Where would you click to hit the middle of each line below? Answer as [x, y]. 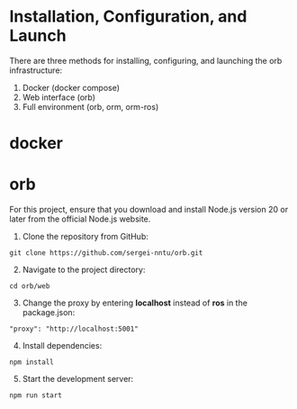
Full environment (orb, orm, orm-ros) [90, 106]
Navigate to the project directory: [84, 270]
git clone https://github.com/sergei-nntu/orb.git [106, 253]
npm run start [36, 395]
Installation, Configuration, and [128, 17]
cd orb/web [30, 286]
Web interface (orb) [59, 97]
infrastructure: [36, 70]
